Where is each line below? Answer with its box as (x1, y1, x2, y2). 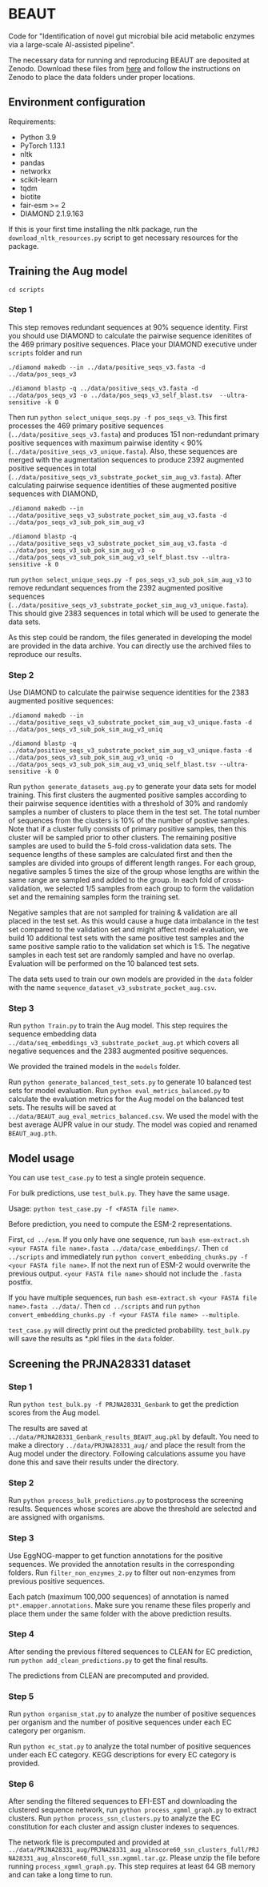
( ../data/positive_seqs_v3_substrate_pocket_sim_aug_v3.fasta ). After (8, 471, 242, 481)
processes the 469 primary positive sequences (8, 421, 164, 431)
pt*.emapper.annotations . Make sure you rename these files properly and (8, 1600, 250, 1609)
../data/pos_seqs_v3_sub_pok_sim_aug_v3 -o (8, 546, 156, 555)
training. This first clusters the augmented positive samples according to (8, 790, 247, 800)
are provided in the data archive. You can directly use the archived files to (8, 641, 252, 651)
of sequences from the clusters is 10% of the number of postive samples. (8, 815, 250, 825)
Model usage (8, 1152, 74, 1165)
